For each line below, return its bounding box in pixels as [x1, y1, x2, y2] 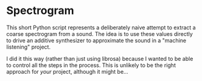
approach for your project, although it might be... [6, 68, 129, 75]
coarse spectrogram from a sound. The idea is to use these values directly [6, 30, 193, 37]
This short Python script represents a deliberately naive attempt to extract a [6, 24, 196, 31]
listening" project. [6, 43, 50, 51]
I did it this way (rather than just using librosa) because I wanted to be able [6, 55, 193, 62]
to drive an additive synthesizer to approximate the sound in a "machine [6, 37, 187, 44]
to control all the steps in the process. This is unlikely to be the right [6, 62, 176, 69]
